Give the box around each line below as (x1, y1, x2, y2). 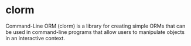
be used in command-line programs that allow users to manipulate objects (5, 28, 185, 35)
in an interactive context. (5, 34, 66, 41)
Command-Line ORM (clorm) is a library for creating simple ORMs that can (5, 22, 186, 29)
